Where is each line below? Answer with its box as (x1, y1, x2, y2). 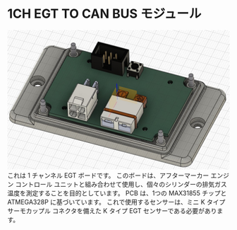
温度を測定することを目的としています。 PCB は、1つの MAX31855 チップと (7, 188, 227, 197)
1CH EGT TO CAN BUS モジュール (7, 6, 202, 22)
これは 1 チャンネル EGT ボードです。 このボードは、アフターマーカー (7, 171, 209, 180)
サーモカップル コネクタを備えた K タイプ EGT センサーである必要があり (7, 206, 217, 215)
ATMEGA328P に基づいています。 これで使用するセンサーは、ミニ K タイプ (7, 197, 226, 206)
